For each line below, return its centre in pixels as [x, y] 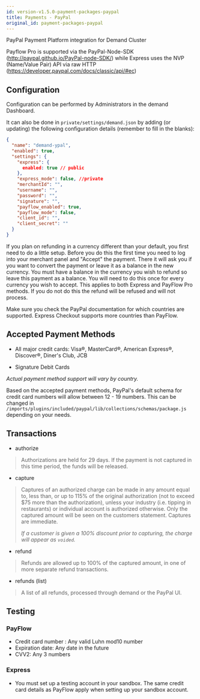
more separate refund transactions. [65, 569]
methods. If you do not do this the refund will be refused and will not [91, 291]
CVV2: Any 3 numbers [43, 654]
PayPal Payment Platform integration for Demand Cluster [76, 40]
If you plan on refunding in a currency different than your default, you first [98, 246]
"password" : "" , [38, 196]
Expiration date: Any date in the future [62, 648]
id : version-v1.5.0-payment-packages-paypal [63, 12]
